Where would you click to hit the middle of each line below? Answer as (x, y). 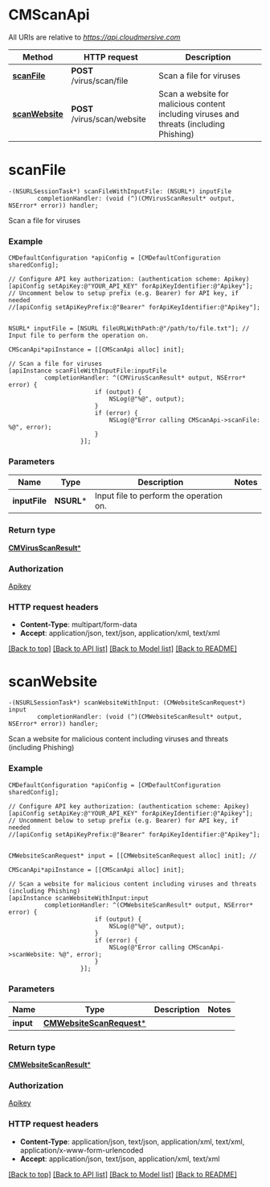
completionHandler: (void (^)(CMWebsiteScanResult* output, (140, 717)
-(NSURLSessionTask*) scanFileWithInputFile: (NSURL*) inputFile (120, 191)
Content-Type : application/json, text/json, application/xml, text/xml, (132, 1141)
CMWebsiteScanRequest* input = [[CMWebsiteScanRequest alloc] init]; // (133, 856)
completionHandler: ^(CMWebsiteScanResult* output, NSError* (148, 905)
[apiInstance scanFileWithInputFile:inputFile (88, 371)
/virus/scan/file (100, 81)
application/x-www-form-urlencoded (82, 1150)
